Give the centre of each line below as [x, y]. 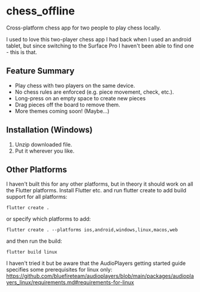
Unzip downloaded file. [43, 144]
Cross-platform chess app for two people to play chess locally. [84, 28]
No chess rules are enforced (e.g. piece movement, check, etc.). [94, 92]
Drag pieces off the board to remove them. [68, 105]
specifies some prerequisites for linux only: [59, 270]
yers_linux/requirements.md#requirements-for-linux [70, 282]
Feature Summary [40, 71]
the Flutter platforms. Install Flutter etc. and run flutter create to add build [96, 190]
